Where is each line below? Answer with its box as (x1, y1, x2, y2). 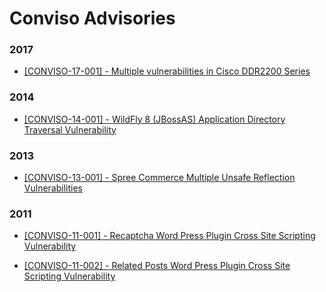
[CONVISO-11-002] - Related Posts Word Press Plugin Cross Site (23, 260, 291, 272)
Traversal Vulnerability (23, 123, 117, 136)
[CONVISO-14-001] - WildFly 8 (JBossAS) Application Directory (23, 113, 286, 125)
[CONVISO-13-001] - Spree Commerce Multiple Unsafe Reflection (23, 172, 296, 184)
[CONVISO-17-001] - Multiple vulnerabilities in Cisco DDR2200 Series (23, 65, 311, 77)
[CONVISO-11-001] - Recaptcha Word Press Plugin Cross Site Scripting (23, 230, 316, 242)
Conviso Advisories (9, 7, 176, 30)
